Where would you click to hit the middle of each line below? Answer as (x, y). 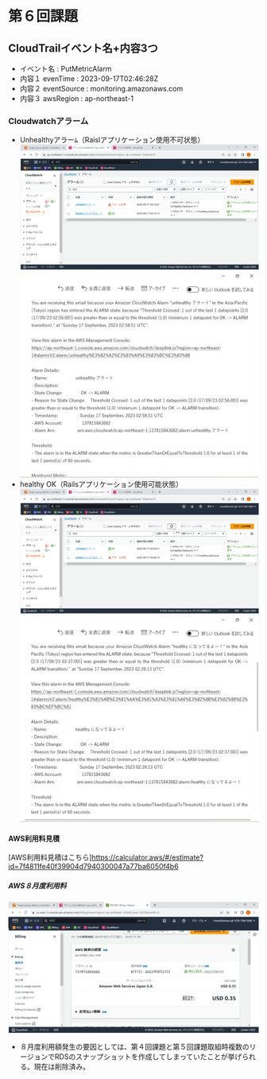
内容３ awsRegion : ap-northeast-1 (76, 99)
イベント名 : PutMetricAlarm (66, 69)
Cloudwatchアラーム (48, 121)
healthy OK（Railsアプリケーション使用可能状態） (101, 484)
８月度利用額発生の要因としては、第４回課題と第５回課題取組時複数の (135, 1047)
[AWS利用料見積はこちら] (50, 858)
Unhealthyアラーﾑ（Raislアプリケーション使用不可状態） (112, 140)
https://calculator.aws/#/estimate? (147, 858)
